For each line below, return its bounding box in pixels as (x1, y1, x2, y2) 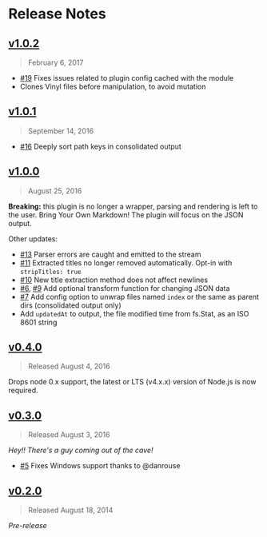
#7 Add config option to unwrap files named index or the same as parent (19, 292, 260, 301)
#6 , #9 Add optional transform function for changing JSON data (19, 283, 230, 292)
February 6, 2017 (27, 58, 84, 67)
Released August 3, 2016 (27, 430, 110, 440)
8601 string (19, 317, 58, 327)
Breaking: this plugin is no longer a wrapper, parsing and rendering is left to (8, 201, 258, 211)
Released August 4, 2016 (27, 361, 110, 372)
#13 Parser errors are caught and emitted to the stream (19, 249, 201, 259)
